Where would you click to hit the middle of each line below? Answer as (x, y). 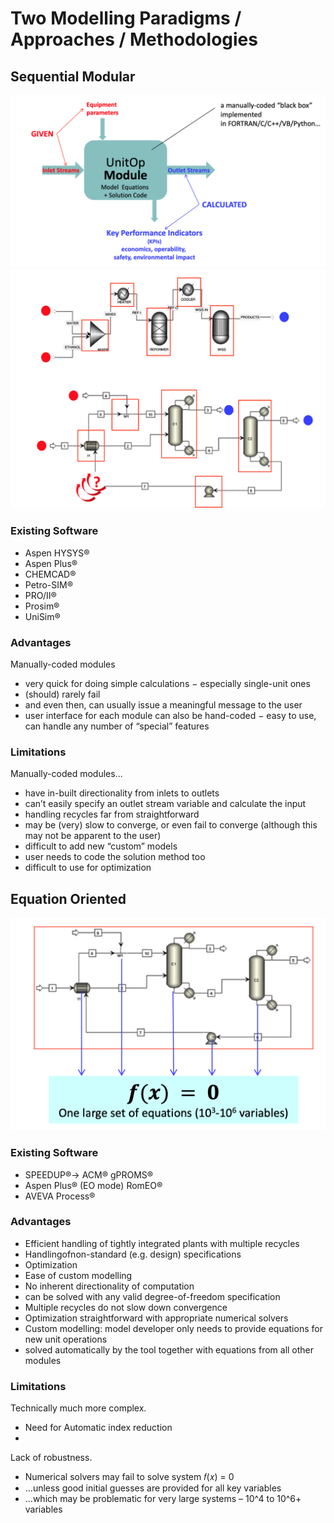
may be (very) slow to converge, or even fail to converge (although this (171, 825)
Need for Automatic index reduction (98, 1428)
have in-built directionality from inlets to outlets (122, 793)
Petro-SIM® (48, 584)
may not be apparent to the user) (93, 836)
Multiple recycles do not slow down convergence (126, 1307)
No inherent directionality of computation (109, 1286)
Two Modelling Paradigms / (126, 18)
